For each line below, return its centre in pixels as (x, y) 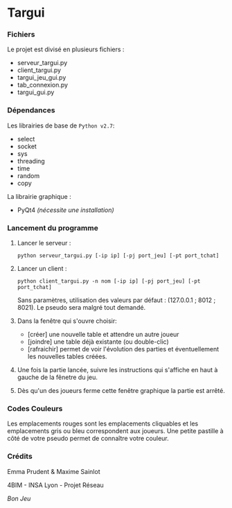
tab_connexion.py (42, 85)
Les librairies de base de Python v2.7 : (61, 125)
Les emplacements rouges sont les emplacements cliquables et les (103, 423)
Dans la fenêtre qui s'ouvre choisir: (67, 321)
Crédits (20, 457)
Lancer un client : (42, 269)
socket (27, 146)
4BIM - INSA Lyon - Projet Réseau (55, 485)
